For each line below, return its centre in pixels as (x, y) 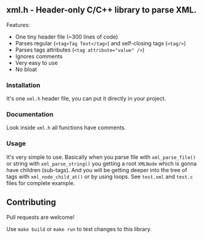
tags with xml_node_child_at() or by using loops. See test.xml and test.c (100, 176)
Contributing (31, 203)
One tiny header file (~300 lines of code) (66, 37)
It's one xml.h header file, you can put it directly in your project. (86, 99)
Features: (18, 25)
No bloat (26, 69)
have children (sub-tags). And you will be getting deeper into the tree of (97, 170)
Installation (24, 85)
